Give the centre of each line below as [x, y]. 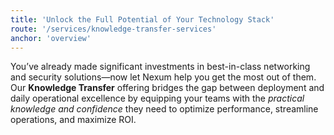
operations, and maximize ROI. [73, 120]
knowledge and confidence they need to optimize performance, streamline [164, 109]
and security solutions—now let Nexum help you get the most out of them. [163, 77]
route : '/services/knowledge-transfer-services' [113, 29]
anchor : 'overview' [51, 38]
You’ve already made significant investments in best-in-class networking [160, 67]
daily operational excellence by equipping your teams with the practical [157, 98]
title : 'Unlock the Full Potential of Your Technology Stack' [142, 19]
